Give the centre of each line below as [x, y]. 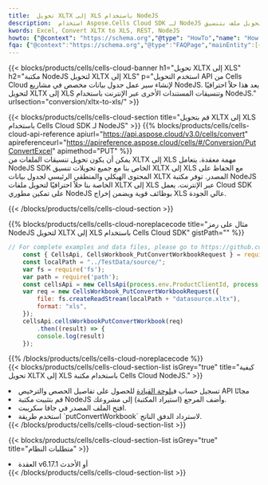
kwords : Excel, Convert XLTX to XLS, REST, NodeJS [94, 30]
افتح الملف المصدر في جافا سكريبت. [73, 408]
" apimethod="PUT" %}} [92, 151]
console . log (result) [71, 336]
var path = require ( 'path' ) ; [71, 277]
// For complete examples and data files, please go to [103, 248]
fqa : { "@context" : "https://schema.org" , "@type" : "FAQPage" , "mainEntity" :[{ [135, 45]
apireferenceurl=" [37, 143]
